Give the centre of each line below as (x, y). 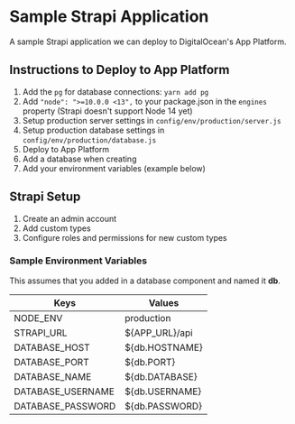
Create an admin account (69, 218)
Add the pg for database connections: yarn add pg (115, 91)
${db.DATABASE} (161, 376)
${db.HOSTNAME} (164, 347)
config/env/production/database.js (89, 140)
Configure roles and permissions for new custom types (124, 237)
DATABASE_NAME (53, 376)
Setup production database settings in (93, 130)
